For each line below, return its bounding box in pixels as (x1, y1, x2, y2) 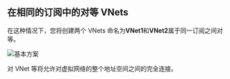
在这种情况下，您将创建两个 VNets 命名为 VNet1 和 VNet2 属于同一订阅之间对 (7, 26, 224, 35)
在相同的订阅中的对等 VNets (7, 6, 129, 19)
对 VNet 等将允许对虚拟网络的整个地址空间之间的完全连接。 (7, 64, 177, 73)
